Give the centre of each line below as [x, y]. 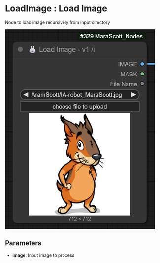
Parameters [23, 243]
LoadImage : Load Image [56, 9]
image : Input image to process [43, 255]
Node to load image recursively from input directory [58, 22]
